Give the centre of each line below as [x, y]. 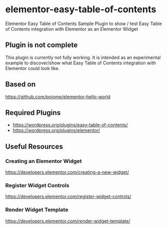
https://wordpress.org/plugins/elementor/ [56, 130]
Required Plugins [33, 113]
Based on [20, 85]
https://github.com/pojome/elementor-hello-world [58, 97]
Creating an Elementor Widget [44, 161]
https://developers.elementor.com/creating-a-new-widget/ [67, 172]
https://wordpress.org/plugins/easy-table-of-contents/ [70, 125]
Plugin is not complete [42, 45]
